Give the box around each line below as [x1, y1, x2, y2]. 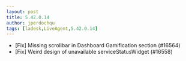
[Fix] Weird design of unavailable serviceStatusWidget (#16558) [14, 48, 173, 56]
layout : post [6, 8, 39, 15]
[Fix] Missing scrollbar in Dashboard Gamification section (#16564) [14, 42, 181, 49]
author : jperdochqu [6, 20, 55, 26]
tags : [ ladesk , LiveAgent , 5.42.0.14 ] [6, 25, 98, 32]
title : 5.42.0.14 [6, 14, 50, 20]
